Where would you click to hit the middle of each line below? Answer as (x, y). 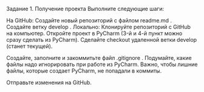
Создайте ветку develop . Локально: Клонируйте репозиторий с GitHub (99, 27)
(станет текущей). (29, 46)
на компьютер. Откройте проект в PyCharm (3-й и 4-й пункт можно (94, 33)
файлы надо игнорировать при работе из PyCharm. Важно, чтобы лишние (102, 64)
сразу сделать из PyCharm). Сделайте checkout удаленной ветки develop (102, 40)
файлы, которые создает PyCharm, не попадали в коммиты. (84, 71)
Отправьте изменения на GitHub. (49, 82)
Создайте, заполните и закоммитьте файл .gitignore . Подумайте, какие (99, 58)
